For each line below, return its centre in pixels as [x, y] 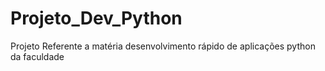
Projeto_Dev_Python [96, 18]
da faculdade [37, 56]
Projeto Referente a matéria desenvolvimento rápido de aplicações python [163, 46]
